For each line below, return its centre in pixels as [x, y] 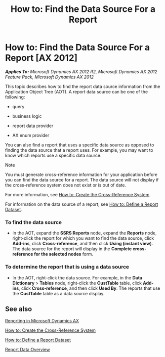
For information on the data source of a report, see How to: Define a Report [82, 204]
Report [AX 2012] [41, 58]
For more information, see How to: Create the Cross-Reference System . [78, 194]
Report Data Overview [28, 350]
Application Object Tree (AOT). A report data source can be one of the [77, 91]
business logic [27, 116]
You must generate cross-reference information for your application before [82, 175]
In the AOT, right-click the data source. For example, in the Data [77, 277]
